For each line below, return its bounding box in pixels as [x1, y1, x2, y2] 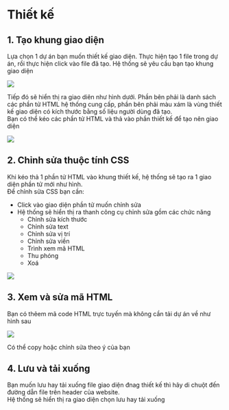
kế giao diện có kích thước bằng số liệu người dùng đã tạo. [7, 107, 173, 116]
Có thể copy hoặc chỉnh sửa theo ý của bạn [7, 343, 130, 351]
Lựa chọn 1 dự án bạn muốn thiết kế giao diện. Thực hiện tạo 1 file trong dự [7, 52, 218, 60]
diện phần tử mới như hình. [7, 180, 83, 188]
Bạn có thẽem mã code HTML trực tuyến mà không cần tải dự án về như [7, 309, 211, 318]
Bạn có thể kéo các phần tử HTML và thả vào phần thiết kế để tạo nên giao [7, 115, 219, 123]
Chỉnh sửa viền [27, 237, 70, 245]
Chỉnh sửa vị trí [27, 229, 71, 238]
